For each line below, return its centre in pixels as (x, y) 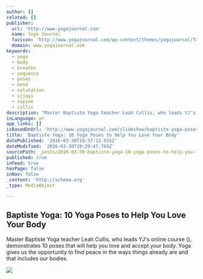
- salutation (28, 90)
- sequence (25, 74)
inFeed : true (23, 163)
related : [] (21, 17)
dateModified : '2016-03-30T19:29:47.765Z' (60, 146)
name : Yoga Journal (36, 34)
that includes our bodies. (37, 258)
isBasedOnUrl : (24, 130)
